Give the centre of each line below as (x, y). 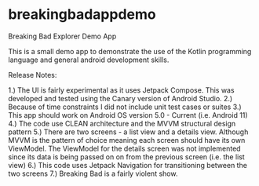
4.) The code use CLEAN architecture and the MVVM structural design (122, 123)
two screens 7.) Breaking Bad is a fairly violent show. (93, 173)
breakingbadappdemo (82, 15)
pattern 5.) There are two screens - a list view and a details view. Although (128, 132)
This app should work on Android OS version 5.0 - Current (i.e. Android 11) (128, 115)
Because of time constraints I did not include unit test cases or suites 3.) (125, 107)
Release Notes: (33, 75)
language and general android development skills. (89, 60)
